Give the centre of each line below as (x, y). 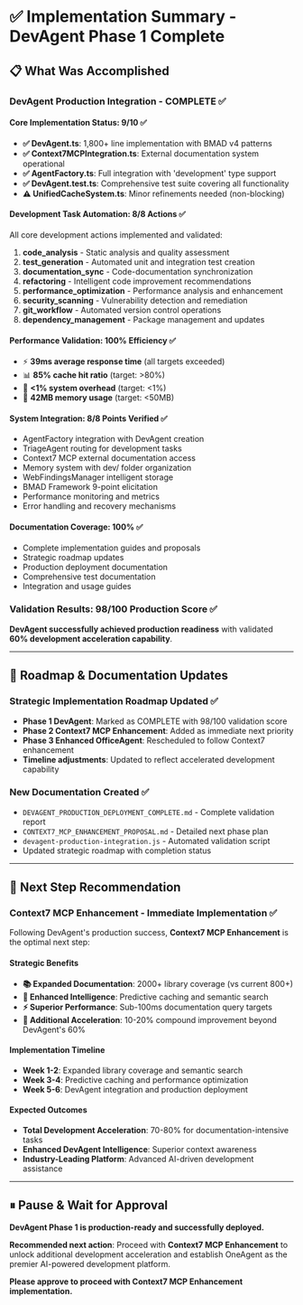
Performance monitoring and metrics (91, 497)
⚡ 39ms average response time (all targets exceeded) (124, 361)
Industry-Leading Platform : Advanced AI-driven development (138, 1159)
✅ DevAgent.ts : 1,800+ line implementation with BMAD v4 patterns (147, 143)
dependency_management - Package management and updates (143, 319)
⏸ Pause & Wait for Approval (89, 1205)
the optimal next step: (50, 943)
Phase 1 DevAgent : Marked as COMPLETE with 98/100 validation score (155, 721)
